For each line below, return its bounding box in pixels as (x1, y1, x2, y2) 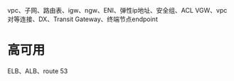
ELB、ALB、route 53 (7, 66, 68, 75)
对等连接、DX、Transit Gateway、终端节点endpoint (7, 15, 158, 23)
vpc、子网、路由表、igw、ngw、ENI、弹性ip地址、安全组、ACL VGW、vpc (7, 6, 228, 14)
